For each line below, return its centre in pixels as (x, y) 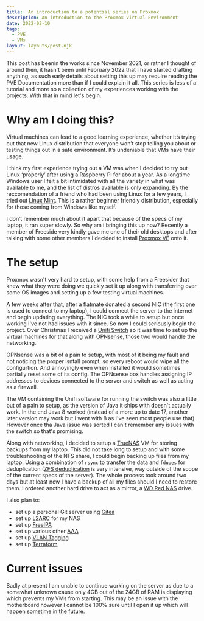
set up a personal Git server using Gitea (65, 512)
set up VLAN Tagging (42, 537)
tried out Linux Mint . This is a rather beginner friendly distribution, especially (102, 200)
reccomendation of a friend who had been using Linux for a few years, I (96, 194)
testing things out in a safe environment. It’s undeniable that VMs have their (101, 150)
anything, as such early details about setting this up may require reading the (102, 76)
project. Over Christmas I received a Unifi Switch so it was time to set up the (102, 330)
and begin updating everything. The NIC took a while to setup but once (95, 317)
